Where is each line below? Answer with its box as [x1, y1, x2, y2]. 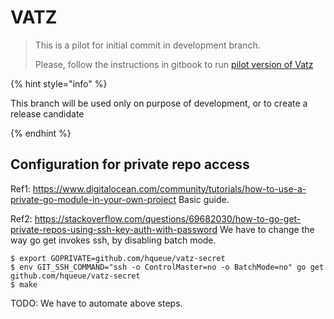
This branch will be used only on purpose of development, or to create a [10, 97, 308, 109]
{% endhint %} [10, 127, 72, 139]
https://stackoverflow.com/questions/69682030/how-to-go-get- [34, 212, 302, 225]
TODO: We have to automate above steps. [10, 297, 183, 309]
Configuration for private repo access [10, 156, 250, 173]
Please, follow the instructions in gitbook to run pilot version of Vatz [34, 58, 314, 70]
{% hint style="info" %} [10, 77, 108, 90]
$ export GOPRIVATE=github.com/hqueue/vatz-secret [10, 253, 226, 263]
